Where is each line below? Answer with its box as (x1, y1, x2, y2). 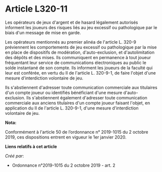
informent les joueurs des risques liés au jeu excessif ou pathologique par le (5, 24, 158, 30)
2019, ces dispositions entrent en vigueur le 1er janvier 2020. (5, 134, 127, 140)
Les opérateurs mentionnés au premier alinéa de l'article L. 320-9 (5, 39, 137, 45)
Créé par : (5, 153, 24, 158)
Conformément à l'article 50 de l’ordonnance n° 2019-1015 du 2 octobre (5, 129, 148, 135)
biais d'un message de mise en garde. (5, 30, 81, 35)
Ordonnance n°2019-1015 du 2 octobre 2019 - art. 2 (12, 162, 115, 168)
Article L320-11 (5, 3, 68, 15)
